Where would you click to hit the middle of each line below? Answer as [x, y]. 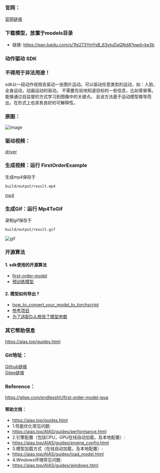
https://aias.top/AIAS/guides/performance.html [59, 432]
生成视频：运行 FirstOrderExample [46, 165]
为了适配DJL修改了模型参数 [40, 317]
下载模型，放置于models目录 [39, 33]
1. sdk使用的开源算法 [26, 265]
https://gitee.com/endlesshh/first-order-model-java [57, 397]
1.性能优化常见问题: [31, 426]
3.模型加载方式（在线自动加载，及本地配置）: [58, 449]
